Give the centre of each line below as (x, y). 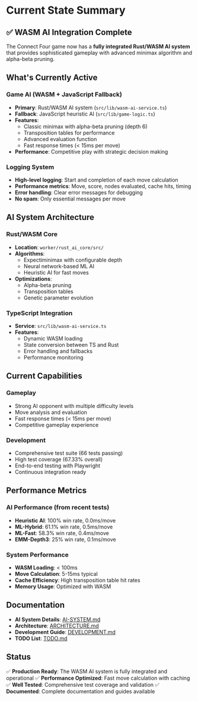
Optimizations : (33, 279)
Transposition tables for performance (69, 133)
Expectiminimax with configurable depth (73, 260)
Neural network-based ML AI (59, 266)
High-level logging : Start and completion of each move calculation (97, 180)
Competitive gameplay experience (57, 425)
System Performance (38, 555)
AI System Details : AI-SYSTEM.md (58, 619)
